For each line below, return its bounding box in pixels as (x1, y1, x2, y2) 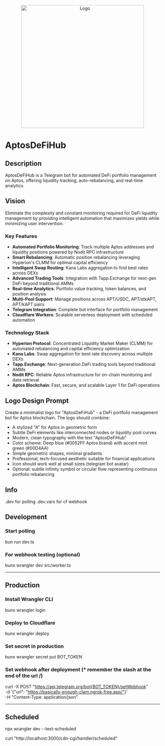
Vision (5, 197, 26, 206)
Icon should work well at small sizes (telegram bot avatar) (12, 461, 129, 467)
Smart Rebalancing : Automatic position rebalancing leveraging (12, 254, 140, 260)
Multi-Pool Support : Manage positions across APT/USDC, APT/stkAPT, (12, 296, 157, 302)
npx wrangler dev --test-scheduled (5, 726, 77, 732)
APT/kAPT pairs (12, 301, 45, 307)
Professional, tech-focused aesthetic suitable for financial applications (12, 456, 155, 462)
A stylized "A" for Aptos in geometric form (12, 424, 97, 430)
